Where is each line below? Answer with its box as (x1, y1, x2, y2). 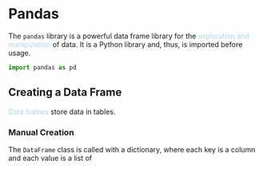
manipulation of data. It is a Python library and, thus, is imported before (8, 39, 243, 49)
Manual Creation (8, 127, 74, 138)
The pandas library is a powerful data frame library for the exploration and (8, 31, 249, 41)
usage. (8, 48, 31, 57)
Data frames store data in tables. (8, 107, 116, 116)
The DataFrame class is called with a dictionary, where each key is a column (8, 144, 256, 154)
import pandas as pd (8, 63, 78, 72)
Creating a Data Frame (8, 85, 122, 100)
